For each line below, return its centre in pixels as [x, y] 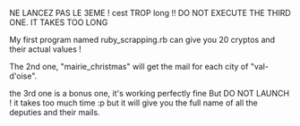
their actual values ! [46, 49]
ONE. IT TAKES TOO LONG [59, 22]
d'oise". [23, 76]
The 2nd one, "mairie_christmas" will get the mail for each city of [129, 67]
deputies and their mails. [55, 112]
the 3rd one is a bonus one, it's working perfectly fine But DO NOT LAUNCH [149, 93]
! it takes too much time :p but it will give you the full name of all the [133, 103]
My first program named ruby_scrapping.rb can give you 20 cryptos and [142, 40]
